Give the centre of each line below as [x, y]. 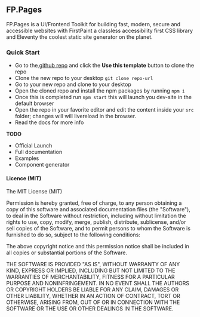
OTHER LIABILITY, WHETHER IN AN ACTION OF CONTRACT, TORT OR [93, 296]
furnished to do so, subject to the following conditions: [73, 235]
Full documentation [39, 152]
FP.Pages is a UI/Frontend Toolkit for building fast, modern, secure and [93, 24]
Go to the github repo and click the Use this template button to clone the [104, 66]
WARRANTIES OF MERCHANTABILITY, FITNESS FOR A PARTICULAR [90, 277]
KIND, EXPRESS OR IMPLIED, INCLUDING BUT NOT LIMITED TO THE [91, 270]
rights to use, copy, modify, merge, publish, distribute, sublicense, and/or [96, 222]
